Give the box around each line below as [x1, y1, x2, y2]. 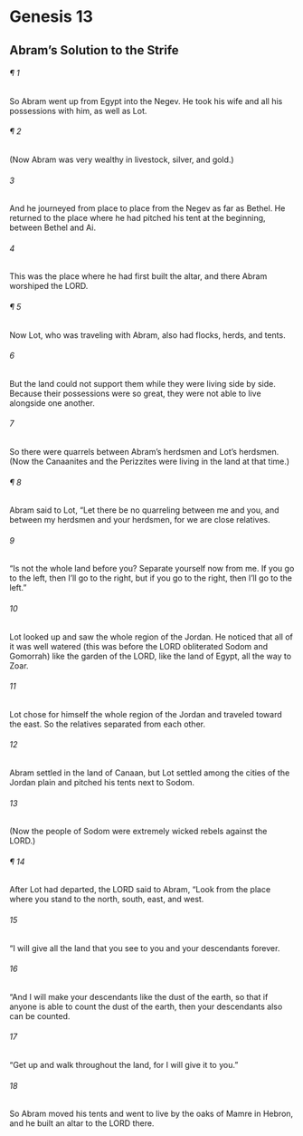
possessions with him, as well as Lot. [9, 105, 147, 116]
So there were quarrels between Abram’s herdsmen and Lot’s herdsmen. [9, 447, 279, 457]
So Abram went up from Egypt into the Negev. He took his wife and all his [9, 95, 283, 106]
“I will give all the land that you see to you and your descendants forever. [9, 942, 280, 953]
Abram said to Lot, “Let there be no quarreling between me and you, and [9, 505, 279, 515]
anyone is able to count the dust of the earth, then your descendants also [9, 1001, 283, 1012]
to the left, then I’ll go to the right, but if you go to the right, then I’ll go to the [9, 573, 292, 583]
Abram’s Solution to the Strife [9, 43, 179, 58]
